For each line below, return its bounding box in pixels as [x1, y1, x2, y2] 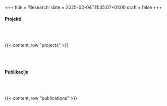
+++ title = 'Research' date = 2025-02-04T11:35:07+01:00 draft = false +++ [5, 5, 162, 10]
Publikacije [5, 69, 29, 75]
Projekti [5, 16, 22, 22]
